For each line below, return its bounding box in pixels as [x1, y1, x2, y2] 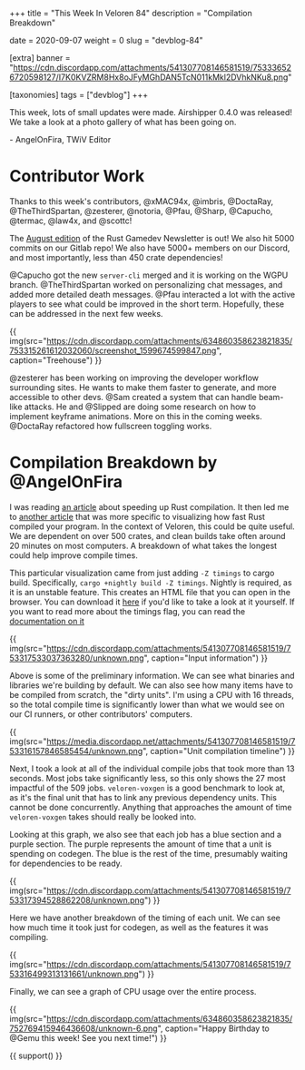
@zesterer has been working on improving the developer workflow [9, 372, 260, 383]
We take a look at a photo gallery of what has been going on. [9, 117, 237, 127]
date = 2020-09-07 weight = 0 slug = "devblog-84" [9, 35, 203, 45]
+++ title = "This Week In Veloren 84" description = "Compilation [9, 8, 252, 18]
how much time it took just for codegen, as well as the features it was [9, 921, 270, 933]
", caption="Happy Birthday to [157, 1023, 271, 1034]
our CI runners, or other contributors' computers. [9, 708, 193, 720]
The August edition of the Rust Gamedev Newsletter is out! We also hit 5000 [9, 232, 295, 243]
